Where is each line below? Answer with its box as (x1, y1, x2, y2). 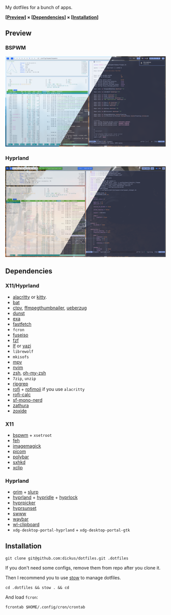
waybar (12, 516, 29, 522)
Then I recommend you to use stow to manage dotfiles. (5, 575, 121, 581)
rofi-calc (12, 391, 31, 398)
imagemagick (12, 442, 41, 449)
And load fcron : (5, 594, 38, 600)
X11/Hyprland (5, 282, 40, 289)
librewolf (12, 349, 34, 354)
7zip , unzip (12, 375, 37, 381)
